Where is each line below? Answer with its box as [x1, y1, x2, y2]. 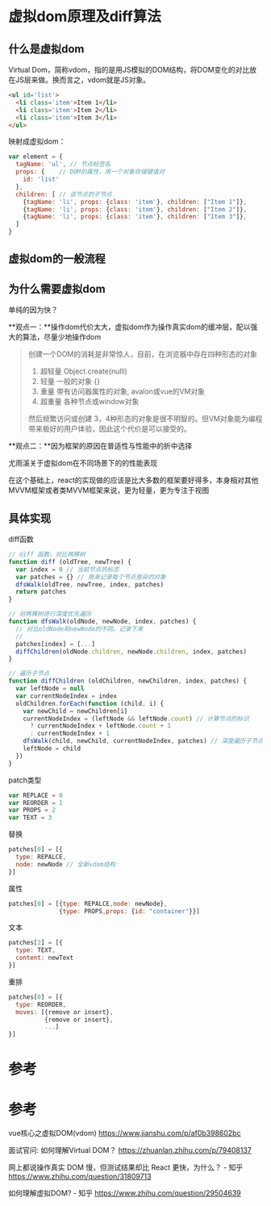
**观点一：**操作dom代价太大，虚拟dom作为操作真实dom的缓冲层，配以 [8, 322, 251, 332]
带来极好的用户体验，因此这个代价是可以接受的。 [27, 424, 191, 434]
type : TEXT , [15, 946, 56, 954]
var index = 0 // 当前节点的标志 [15, 565, 119, 574]
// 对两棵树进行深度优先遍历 [8, 610, 92, 618]
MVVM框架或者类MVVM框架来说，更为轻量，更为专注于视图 [8, 486, 210, 495]
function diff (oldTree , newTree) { [8, 557, 131, 565]
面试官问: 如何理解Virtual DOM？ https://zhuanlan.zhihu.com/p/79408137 [8, 1145, 252, 1155]
